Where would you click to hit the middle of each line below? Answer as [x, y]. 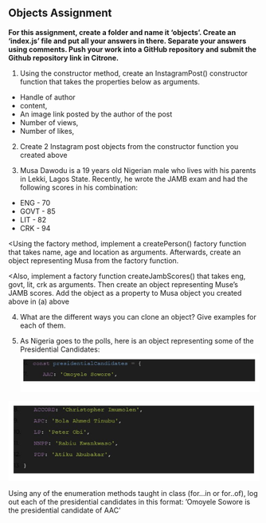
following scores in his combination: [78, 187]
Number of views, [49, 122]
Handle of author [47, 97]
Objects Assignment [60, 13]
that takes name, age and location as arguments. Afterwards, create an [125, 252]
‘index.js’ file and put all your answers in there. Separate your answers [127, 41]
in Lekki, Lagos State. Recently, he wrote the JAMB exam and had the [134, 179]
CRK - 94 [35, 228]
